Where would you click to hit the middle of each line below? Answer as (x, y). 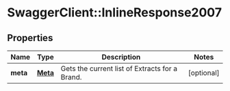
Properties (30, 38)
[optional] (204, 73)
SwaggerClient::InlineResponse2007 (115, 13)
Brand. (71, 77)
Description (121, 57)
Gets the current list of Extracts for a (119, 68)
